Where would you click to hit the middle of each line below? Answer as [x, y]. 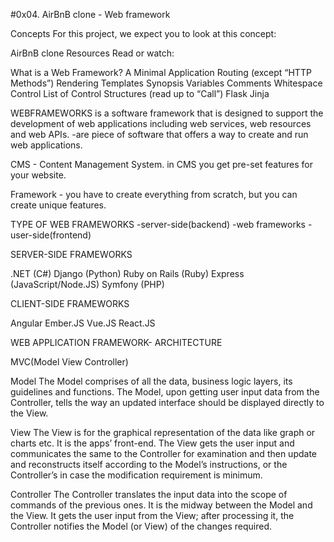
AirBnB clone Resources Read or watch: [92, 53]
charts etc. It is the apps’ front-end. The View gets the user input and [152, 443]
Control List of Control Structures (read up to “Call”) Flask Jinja [140, 93]
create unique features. [58, 205]
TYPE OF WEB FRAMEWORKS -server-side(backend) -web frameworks [158, 224]
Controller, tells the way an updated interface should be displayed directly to [167, 402]
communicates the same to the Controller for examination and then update [163, 453]
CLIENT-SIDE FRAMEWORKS [70, 303]
